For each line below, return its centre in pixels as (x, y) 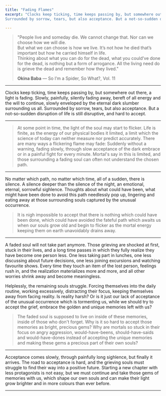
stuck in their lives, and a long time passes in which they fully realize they (80, 250)
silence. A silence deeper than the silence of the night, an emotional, (75, 184)
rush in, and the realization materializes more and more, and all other (75, 271)
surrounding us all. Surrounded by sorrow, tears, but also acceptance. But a (82, 108)
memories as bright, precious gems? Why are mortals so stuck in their (88, 327)
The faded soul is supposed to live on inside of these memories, (83, 317)
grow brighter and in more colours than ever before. (58, 384)
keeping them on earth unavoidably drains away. (67, 231)
